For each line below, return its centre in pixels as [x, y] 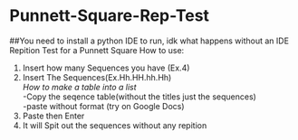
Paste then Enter [53, 116]
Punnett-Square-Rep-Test [110, 16]
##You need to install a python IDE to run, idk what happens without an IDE [149, 41]
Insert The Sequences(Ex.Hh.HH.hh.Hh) [97, 77]
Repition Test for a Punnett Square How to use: [97, 50]
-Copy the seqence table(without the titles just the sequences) [139, 97]
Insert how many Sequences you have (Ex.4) [106, 68]
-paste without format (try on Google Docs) [103, 106]
